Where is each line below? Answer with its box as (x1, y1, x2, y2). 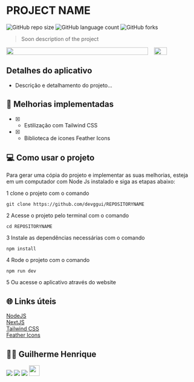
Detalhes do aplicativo (6, 66, 92, 76)
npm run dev (6, 268, 36, 275)
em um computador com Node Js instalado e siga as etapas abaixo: (6, 178, 175, 185)
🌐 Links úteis (6, 296, 56, 307)
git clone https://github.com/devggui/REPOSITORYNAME (6, 202, 145, 208)
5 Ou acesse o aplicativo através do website (6, 279, 117, 286)
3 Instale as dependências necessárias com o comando (6, 234, 145, 241)
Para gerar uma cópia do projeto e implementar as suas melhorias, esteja (6, 171, 189, 179)
